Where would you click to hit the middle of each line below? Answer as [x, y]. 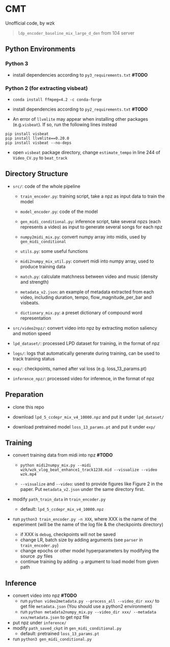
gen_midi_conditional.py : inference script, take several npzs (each [91, 221]
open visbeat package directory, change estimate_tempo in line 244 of [86, 152]
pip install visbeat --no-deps [38, 143]
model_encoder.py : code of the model [59, 211]
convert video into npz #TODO [45, 596]
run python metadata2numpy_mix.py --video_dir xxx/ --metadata [88, 612]
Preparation [24, 395]
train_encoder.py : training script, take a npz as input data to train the [93, 196]
